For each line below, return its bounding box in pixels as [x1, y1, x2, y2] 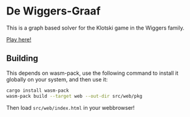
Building [6, 53, 38, 64]
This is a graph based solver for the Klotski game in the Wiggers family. [6, 24, 185, 31]
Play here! [6, 36, 32, 43]
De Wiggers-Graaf [6, 4, 101, 18]
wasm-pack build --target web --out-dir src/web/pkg [6, 93, 143, 99]
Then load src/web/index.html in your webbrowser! [6, 104, 135, 111]
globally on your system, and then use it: [6, 75, 108, 83]
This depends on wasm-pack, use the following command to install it [6, 69, 178, 77]
